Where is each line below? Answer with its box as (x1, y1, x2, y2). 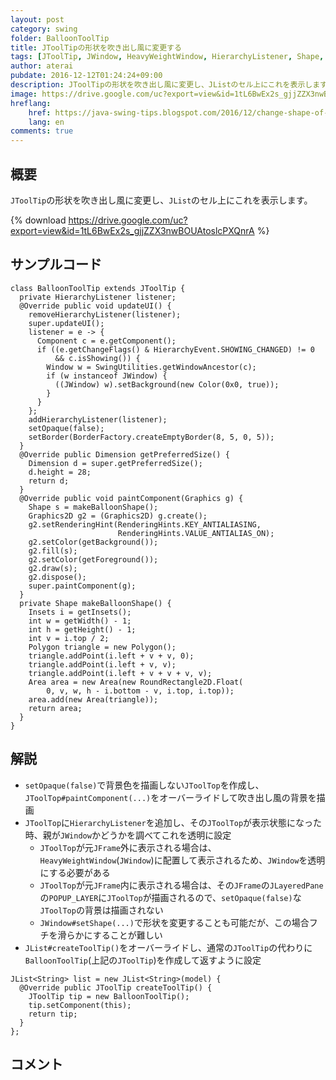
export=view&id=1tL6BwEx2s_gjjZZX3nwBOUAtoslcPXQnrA (10, 224, 255, 236)
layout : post (10, 14, 65, 25)
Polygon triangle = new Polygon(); (28, 642, 177, 652)
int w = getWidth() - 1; (28, 616, 132, 626)
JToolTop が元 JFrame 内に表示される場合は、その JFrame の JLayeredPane (39, 879, 324, 891)
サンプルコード (10, 256, 102, 273)
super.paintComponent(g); (28, 581, 137, 591)
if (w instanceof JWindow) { (46, 371, 168, 381)
